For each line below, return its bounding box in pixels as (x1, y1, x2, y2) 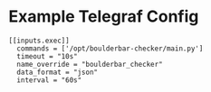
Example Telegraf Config (8, 6, 199, 27)
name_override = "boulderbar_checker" (16, 60, 164, 69)
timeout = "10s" (16, 51, 78, 60)
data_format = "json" (16, 68, 99, 77)
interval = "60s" (16, 75, 82, 85)
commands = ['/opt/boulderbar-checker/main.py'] (16, 43, 204, 53)
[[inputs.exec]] (8, 36, 70, 45)
